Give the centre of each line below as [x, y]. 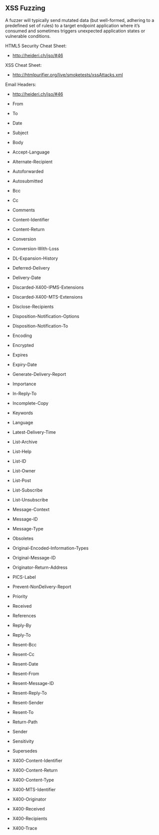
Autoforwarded [28, 171]
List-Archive [25, 442]
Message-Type [28, 528]
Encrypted [23, 345]
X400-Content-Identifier [37, 760]
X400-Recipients [30, 818]
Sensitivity [23, 741]
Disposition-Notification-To [40, 326]
